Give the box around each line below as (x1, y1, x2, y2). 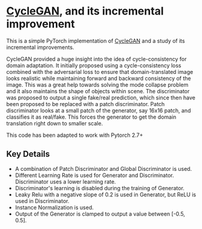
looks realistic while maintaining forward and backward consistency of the (6, 75, 192, 82)
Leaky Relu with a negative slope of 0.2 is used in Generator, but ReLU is (15, 191, 197, 198)
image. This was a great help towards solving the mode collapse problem (6, 81, 189, 88)
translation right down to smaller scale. (6, 119, 103, 127)
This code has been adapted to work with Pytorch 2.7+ (6, 131, 143, 139)
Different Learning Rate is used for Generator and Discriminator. (15, 171, 174, 179)
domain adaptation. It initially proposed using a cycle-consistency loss (6, 62, 181, 69)
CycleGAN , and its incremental (6, 4, 165, 18)
